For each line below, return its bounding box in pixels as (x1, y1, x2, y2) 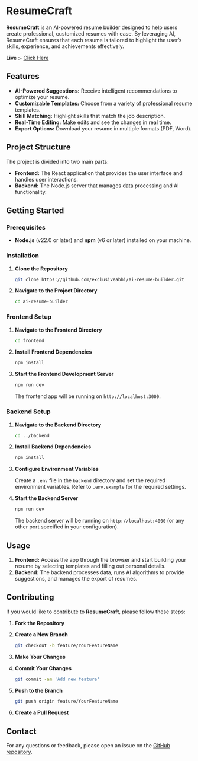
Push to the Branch (14, 687, 63, 694)
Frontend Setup (6, 313, 52, 321)
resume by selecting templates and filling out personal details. (14, 562, 166, 569)
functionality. (14, 188, 47, 195)
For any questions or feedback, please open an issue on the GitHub (6, 742, 170, 749)
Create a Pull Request (14, 709, 69, 716)
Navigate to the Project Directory (14, 287, 98, 294)
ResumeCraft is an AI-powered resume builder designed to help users (6, 24, 178, 31)
